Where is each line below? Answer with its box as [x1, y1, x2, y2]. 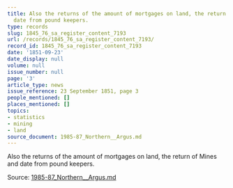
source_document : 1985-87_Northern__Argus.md [7, 133, 142, 140]
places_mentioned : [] [7, 101, 70, 108]
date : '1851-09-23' [7, 49, 64, 56]
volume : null [7, 62, 45, 69]
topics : [7, 107, 30, 114]
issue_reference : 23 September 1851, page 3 [7, 88, 139, 95]
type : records [7, 23, 49, 30]
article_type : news [7, 81, 64, 88]
